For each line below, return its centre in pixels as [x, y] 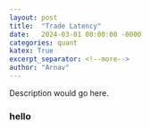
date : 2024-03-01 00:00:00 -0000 [75, 34]
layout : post [33, 17]
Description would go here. [59, 93]
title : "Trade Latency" [55, 26]
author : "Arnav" [39, 68]
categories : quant [43, 43]
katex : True [31, 51]
